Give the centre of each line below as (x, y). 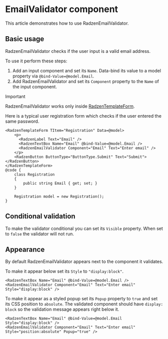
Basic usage (25, 39)
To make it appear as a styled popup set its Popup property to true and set (81, 299)
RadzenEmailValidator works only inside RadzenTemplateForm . (70, 106)
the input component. (35, 87)
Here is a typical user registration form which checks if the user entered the (83, 116)
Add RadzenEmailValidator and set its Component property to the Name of (86, 81)
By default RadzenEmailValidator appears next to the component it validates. (84, 262)
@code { (13, 170)
